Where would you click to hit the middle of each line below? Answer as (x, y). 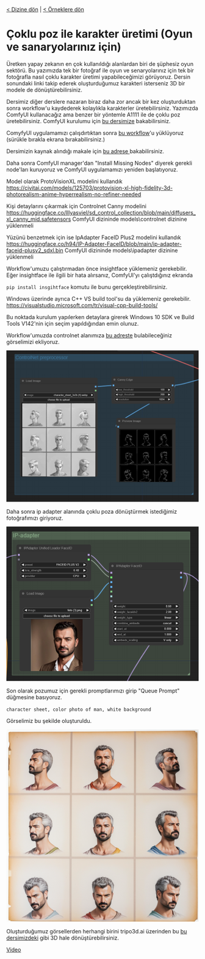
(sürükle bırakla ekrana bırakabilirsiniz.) (56, 139)
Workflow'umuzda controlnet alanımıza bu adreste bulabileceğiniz (89, 335)
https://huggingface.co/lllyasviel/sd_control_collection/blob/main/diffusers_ (101, 212)
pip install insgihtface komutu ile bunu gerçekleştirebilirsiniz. (87, 287)
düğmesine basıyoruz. (34, 697)
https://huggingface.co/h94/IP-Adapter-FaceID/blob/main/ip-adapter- (94, 243)
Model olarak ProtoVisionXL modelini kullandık (65, 181)
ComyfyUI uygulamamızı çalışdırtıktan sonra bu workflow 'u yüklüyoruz (95, 133)
